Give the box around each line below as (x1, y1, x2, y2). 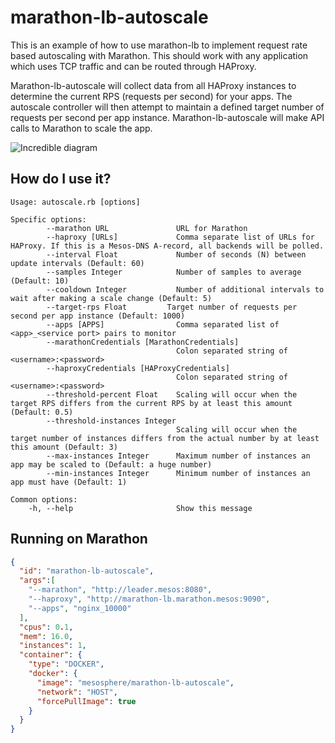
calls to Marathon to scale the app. (10, 122, 153, 134)
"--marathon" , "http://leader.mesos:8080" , (28, 585, 213, 595)
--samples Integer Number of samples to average (46, 267, 302, 277)
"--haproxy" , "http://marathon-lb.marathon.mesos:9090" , (28, 594, 271, 605)
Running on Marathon (10, 531, 148, 548)
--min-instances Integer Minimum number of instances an (46, 468, 311, 478)
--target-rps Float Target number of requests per (46, 302, 298, 312)
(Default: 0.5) (10, 407, 74, 417)
